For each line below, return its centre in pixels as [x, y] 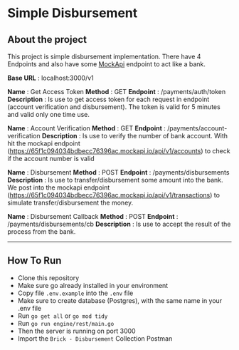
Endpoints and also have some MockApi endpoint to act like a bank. [107, 64]
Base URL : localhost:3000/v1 [51, 78]
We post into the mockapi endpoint [59, 187]
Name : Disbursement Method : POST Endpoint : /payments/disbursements [118, 172]
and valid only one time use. [49, 114]
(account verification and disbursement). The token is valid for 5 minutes [114, 107]
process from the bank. [42, 232]
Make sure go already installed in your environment [93, 285]
